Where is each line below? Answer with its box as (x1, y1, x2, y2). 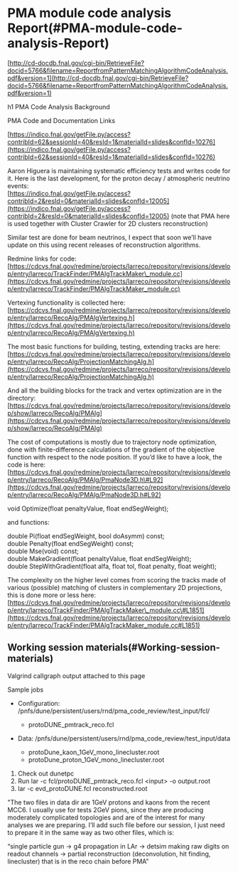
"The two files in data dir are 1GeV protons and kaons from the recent (7, 797, 211, 807)
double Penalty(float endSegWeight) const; (7, 539, 134, 547)
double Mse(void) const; (7, 547, 80, 555)
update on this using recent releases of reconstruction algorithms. (7, 240, 201, 249)
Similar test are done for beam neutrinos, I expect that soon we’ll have (7, 233, 212, 241)
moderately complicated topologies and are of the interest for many (7, 813, 205, 822)
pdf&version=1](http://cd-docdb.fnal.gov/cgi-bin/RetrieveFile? (7, 73, 189, 82)
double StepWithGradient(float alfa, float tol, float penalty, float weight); (7, 562, 217, 570)
